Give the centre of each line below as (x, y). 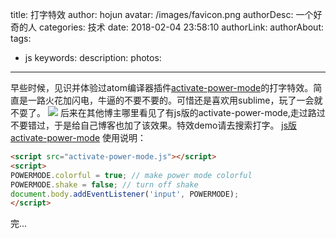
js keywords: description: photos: (93, 57)
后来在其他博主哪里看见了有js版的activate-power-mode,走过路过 (192, 112)
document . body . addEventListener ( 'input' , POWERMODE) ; (125, 194)
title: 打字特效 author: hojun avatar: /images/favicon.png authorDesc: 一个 (162, 14)
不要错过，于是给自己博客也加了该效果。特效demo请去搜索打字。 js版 (154, 125)
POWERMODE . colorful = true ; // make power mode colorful (131, 175)
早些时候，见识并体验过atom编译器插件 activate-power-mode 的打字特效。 (162, 87)
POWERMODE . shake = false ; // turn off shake (104, 184)
